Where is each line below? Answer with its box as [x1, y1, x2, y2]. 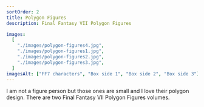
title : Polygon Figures [6, 15, 67, 21]
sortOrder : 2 [6, 9, 39, 15]
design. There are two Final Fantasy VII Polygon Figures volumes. [6, 94, 170, 101]
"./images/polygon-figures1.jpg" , [17, 48, 104, 55]
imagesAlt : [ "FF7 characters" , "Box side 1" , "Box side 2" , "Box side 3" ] [6, 71, 200, 77]
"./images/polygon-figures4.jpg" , [17, 43, 104, 49]
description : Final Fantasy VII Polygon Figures [6, 20, 132, 26]
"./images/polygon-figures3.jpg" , [17, 59, 104, 66]
